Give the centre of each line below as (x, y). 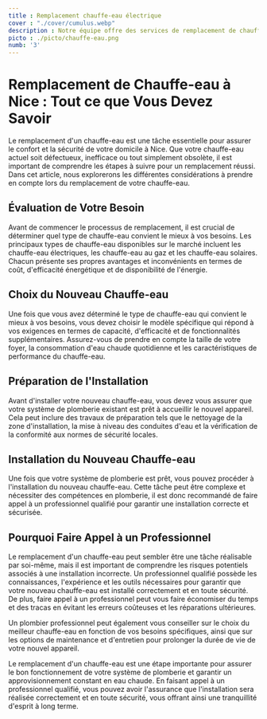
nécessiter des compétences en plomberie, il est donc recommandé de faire (133, 496)
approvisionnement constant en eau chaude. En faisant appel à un (116, 681)
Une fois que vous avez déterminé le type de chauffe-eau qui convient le (128, 314)
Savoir (30, 118)
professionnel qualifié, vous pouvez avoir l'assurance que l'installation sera (131, 690)
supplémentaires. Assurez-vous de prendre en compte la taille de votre (124, 339)
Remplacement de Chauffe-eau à (120, 85)
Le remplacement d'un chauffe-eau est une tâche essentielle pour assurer (130, 141)
